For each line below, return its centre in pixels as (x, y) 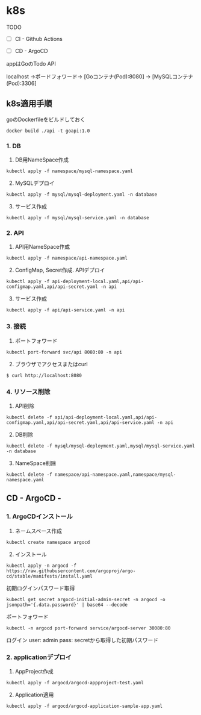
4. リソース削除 (28, 392)
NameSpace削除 (36, 463)
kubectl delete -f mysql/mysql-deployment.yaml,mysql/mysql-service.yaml (101, 446)
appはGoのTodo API (31, 64)
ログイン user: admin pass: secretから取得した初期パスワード (82, 640)
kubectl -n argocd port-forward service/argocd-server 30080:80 (88, 628)
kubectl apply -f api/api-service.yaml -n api (66, 310)
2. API (15, 233)
